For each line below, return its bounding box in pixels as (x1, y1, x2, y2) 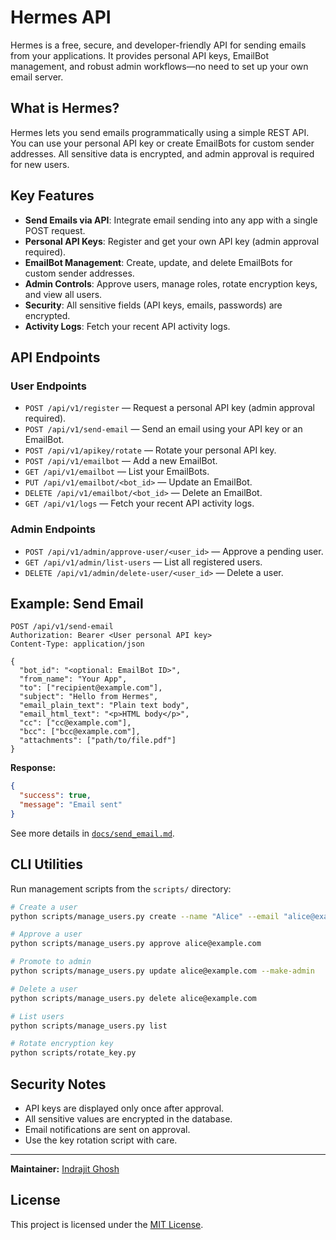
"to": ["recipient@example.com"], (19, 683, 163, 693)
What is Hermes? (10, 100, 120, 117)
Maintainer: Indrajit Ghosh (10, 1162, 120, 1175)
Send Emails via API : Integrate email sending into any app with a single (24, 214, 318, 226)
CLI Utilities (10, 856, 84, 873)
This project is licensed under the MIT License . (10, 1218, 204, 1230)
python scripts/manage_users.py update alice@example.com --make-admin (10, 966, 315, 976)
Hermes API (10, 6, 112, 29)
